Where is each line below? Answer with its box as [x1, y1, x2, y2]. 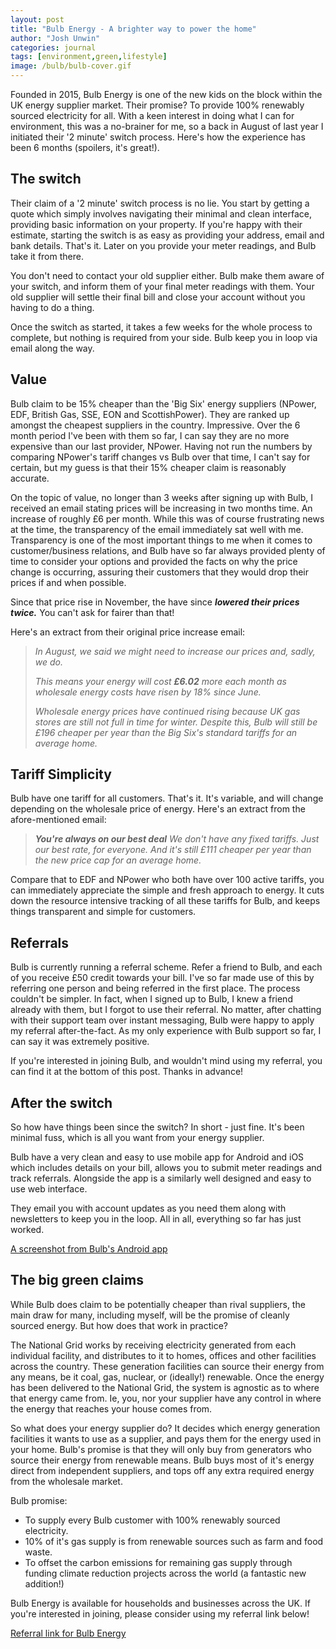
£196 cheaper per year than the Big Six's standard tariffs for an [34, 726, 298, 738]
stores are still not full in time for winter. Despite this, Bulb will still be [34, 716, 318, 728]
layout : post [10, 14, 65, 25]
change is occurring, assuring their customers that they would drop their [10, 566, 310, 578]
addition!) [24, 1577, 65, 1590]
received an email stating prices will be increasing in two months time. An [10, 502, 313, 514]
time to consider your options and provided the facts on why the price [10, 555, 298, 567]
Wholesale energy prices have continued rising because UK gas [34, 705, 301, 717]
